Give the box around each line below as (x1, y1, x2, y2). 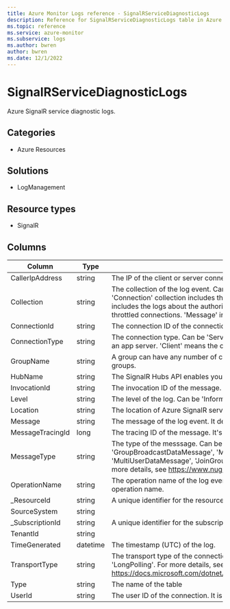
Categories (7, 127, 56, 139)
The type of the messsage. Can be (112, 439, 222, 448)
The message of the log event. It (112, 416, 216, 426)
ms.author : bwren (7, 42, 57, 49)
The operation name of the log (112, 475, 209, 485)
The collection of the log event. (112, 284, 212, 294)
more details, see (112, 464, 167, 474)
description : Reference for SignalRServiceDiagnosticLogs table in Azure (7, 16, 222, 23)
